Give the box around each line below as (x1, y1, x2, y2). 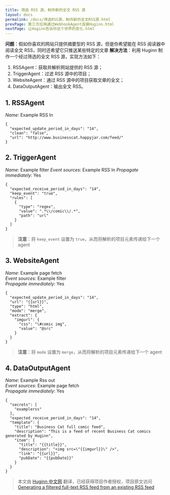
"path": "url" (18, 213, 49, 218)
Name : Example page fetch (5, 270, 62, 276)
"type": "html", (10, 304, 44, 309)
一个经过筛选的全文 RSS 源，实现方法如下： (9, 54, 101, 60)
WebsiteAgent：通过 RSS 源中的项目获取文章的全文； (12, 77, 124, 83)
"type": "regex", (18, 204, 56, 209)
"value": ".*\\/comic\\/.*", (18, 209, 81, 214)
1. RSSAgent (5, 98, 45, 107)
